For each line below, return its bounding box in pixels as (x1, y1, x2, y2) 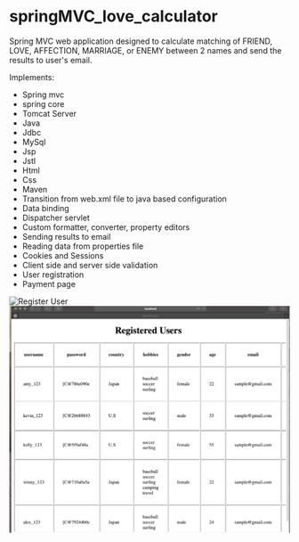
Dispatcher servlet (21, 212, 91, 223)
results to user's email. (9, 54, 93, 65)
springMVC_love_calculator (9, 6, 218, 27)
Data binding (21, 202, 69, 213)
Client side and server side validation (21, 259, 158, 270)
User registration (21, 269, 85, 280)
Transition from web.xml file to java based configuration (21, 193, 227, 204)
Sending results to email (21, 231, 111, 242)
